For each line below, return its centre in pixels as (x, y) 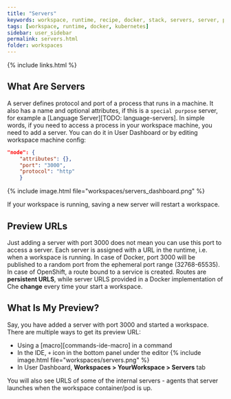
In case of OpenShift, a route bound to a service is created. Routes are (107, 272)
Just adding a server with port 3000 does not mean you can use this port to (114, 242)
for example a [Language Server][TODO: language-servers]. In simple (106, 118)
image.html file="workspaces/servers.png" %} (83, 360)
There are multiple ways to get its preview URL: (74, 332)
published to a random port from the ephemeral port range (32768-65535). (113, 265)
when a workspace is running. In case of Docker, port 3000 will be (101, 257)
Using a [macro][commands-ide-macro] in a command (95, 345)
